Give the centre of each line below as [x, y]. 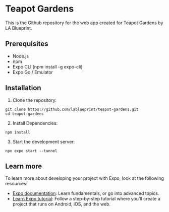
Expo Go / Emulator [33, 72]
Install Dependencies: [35, 123]
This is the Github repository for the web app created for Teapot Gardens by [84, 23]
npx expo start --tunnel [31, 151]
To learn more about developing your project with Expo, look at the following [84, 178]
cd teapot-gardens [24, 114]
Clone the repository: [35, 100]
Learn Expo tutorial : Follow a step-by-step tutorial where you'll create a [86, 199]
